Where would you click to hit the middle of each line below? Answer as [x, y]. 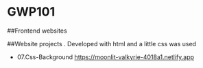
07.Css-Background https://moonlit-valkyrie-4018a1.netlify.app [105, 57]
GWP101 [31, 12]
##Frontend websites [37, 31]
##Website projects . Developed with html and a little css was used [102, 44]
